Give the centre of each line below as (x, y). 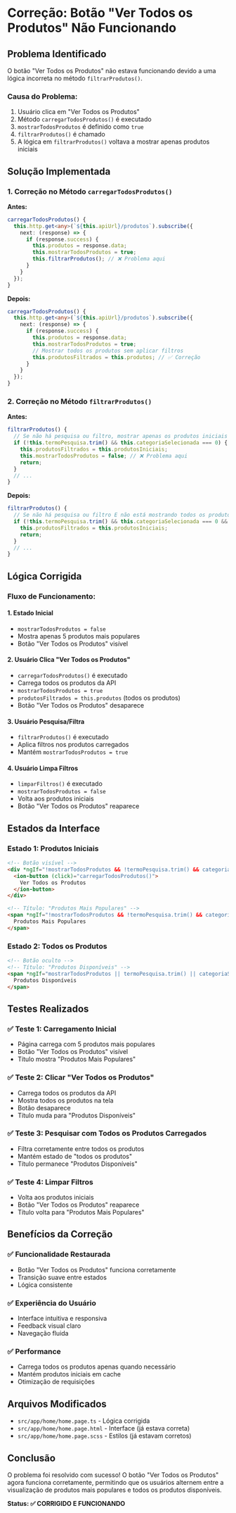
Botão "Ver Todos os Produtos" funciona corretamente (97, 1269)
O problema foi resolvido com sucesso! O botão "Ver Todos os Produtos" (113, 1475)
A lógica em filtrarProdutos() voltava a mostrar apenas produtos (113, 142)
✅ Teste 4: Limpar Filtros (50, 1182)
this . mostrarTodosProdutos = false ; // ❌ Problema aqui (104, 456)
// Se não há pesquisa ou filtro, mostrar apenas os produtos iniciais (121, 437)
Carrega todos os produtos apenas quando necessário (97, 1367)
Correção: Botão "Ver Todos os (100, 13)
